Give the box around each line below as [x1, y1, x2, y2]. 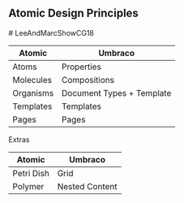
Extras [8, 134, 30, 145]
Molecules [12, 74, 53, 85]
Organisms [12, 87, 54, 98]
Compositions [62, 74, 115, 85]
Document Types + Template [62, 87, 172, 98]
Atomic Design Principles [8, 6, 139, 20]
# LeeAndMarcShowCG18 [8, 28, 95, 37]
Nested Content [57, 180, 118, 192]
